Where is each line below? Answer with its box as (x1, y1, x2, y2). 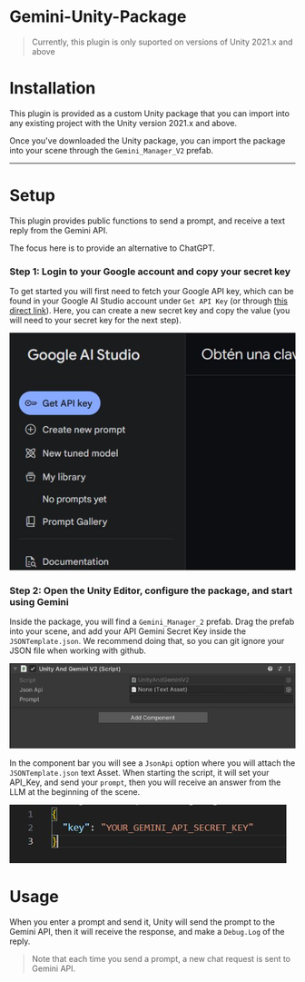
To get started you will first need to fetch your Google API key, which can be (9, 286, 294, 297)
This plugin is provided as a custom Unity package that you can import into (9, 107, 290, 119)
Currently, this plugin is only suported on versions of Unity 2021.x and (31, 36, 293, 47)
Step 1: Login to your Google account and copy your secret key (9, 265, 291, 278)
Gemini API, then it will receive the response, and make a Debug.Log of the (9, 927, 285, 937)
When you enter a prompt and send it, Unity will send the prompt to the (9, 917, 275, 927)
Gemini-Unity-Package (9, 6, 187, 27)
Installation (9, 78, 96, 99)
